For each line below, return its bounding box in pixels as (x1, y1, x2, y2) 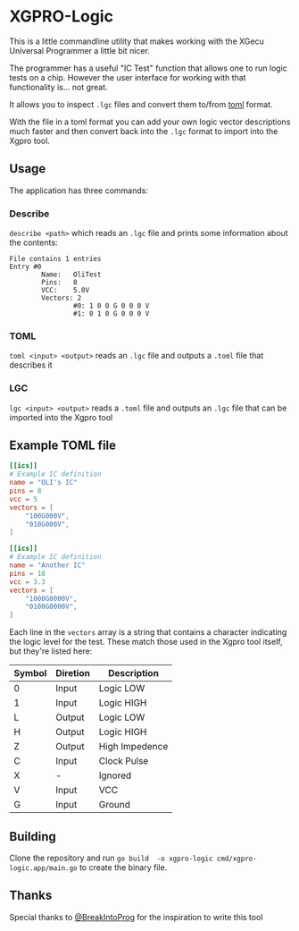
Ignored (98, 769, 132, 782)
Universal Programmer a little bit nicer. (9, 45, 150, 55)
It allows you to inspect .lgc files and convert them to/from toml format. (9, 98, 274, 109)
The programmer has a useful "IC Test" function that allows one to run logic (9, 63, 288, 73)
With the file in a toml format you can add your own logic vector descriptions (9, 116, 291, 127)
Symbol (13, 667, 47, 680)
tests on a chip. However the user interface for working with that (9, 72, 246, 82)
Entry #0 (9, 262, 42, 272)
